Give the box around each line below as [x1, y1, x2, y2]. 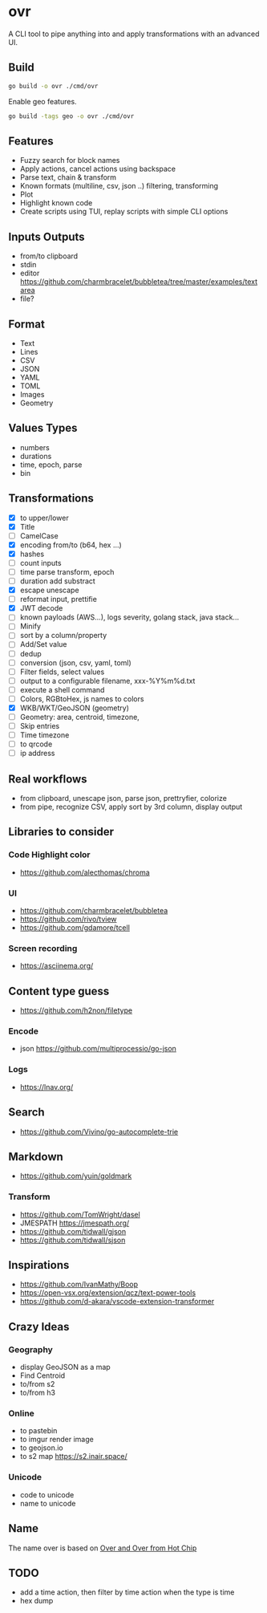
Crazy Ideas [8, 1319, 70, 1334]
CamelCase [19, 530, 59, 540]
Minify [19, 621, 42, 632]
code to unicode [19, 1489, 75, 1499]
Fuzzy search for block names [19, 156, 120, 165]
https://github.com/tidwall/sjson [19, 1235, 126, 1245]
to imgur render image [19, 1435, 94, 1444]
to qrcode [19, 739, 53, 749]
